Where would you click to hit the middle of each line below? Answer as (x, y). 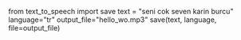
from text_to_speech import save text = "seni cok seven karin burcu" (121, 11)
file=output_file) (34, 28)
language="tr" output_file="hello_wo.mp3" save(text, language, (113, 20)
